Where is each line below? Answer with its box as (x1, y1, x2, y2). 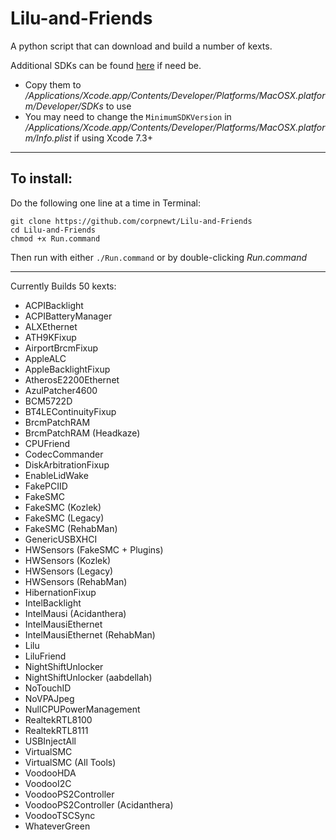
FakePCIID (24, 480, 68, 492)
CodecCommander (24, 448, 104, 460)
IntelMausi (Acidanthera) (24, 607, 127, 619)
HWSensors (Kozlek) (24, 554, 112, 566)
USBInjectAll (24, 735, 77, 747)
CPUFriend (24, 437, 71, 449)
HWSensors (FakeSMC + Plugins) (24, 543, 164, 556)
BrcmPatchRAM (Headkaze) (24, 427, 141, 439)
